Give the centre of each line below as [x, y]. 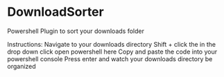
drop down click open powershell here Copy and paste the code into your [112, 52]
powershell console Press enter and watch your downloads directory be [110, 58]
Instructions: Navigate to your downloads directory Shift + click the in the [112, 44]
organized [21, 66]
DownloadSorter [55, 12]
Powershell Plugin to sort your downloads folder [76, 31]
